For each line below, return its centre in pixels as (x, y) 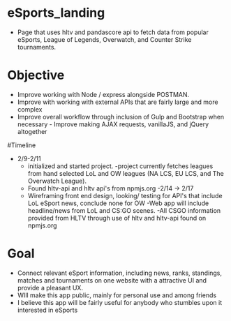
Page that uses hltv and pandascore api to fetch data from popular (113, 32)
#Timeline (22, 145)
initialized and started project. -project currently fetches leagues (120, 166)
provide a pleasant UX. (50, 288)
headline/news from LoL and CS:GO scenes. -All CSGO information (124, 210)
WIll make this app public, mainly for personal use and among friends (117, 295)
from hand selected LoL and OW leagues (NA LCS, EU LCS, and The (126, 173)
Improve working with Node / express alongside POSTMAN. (103, 94)
